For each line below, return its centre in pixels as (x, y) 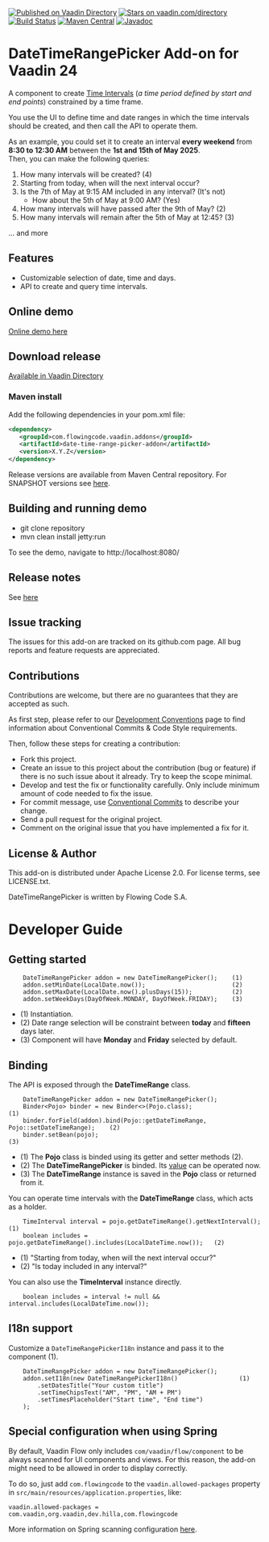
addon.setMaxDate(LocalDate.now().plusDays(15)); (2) (133, 992)
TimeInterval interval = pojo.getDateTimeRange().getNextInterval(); (142, 1221)
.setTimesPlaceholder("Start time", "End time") (120, 1400)
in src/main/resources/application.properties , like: (95, 1492)
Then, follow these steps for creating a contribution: (95, 744)
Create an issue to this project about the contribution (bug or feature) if (138, 768)
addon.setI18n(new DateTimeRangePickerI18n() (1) (137, 1378)
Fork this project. (48, 760)
